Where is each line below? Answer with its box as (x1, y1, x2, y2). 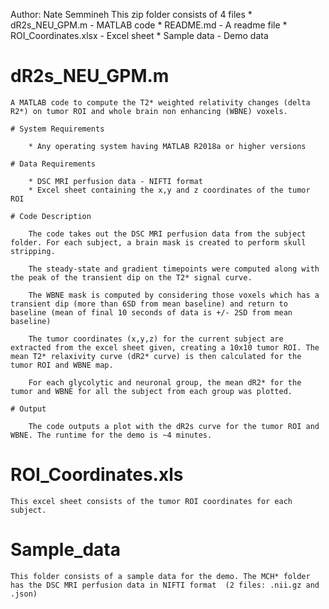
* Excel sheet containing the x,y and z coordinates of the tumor (28, 185, 311, 195)
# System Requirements (10, 124, 105, 134)
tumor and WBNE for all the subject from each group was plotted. (10, 386, 293, 396)
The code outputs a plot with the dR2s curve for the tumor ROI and (28, 421, 320, 431)
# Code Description (10, 211, 92, 221)
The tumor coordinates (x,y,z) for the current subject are (28, 334, 284, 344)
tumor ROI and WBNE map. (10, 360, 114, 370)
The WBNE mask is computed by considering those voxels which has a (28, 290, 320, 300)
